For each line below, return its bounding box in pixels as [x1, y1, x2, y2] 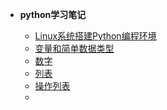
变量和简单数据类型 [34, 43, 115, 54]
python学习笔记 [19, 9, 87, 20]
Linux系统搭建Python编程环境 [34, 30, 157, 42]
